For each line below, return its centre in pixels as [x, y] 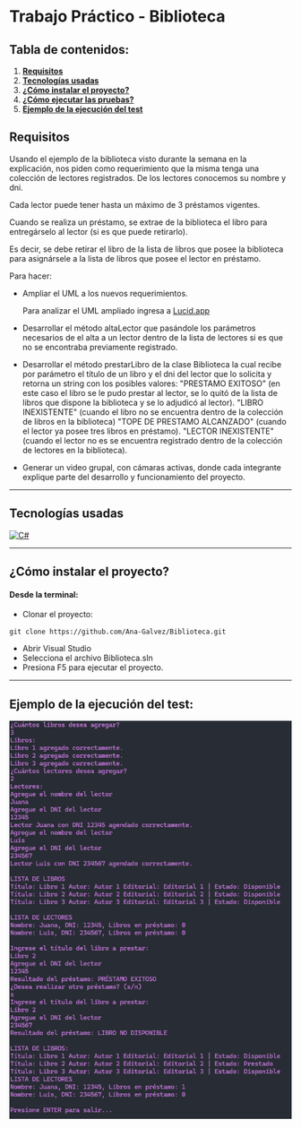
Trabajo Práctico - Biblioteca [117, 17]
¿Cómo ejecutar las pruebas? [78, 99]
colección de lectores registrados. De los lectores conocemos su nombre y [148, 177]
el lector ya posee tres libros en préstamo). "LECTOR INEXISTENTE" [148, 431]
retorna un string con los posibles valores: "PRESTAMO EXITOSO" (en [151, 383]
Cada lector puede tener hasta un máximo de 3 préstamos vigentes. [135, 204]
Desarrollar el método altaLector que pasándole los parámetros [139, 328]
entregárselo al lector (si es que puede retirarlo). [99, 231]
